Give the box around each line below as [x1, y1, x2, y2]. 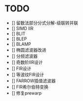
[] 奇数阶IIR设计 [11, 59, 43, 65]
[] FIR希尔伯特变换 [11, 84, 48, 90]
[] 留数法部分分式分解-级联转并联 [11, 20, 79, 26]
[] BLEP [11, 35, 27, 42]
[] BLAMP [11, 41, 31, 47]
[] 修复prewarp [11, 90, 42, 96]
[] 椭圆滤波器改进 [11, 47, 46, 53]
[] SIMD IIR [11, 25, 34, 31]
